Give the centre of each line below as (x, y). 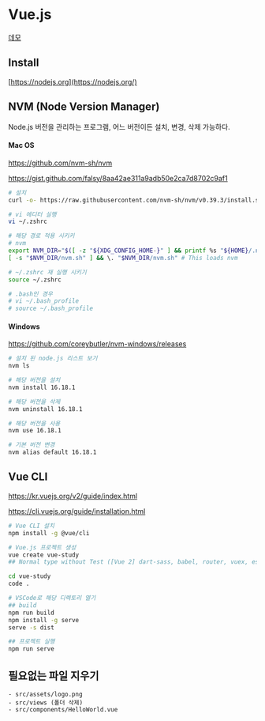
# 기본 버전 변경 (32, 445)
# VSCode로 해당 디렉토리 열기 (52, 598)
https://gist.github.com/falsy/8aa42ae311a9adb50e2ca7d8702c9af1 (118, 178)
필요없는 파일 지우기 (54, 676)
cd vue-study (30, 576)
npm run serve (32, 649)
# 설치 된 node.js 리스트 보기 (53, 359)
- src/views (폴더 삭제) (46, 702)
